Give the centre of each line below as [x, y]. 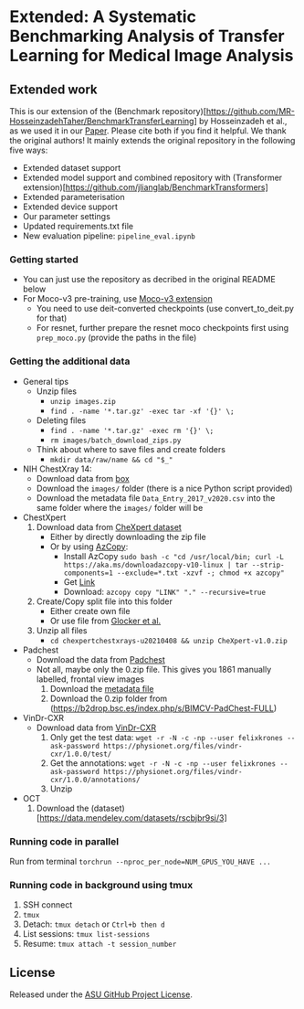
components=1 [89, 573]
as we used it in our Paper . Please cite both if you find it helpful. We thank [148, 131]
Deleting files [61, 420]
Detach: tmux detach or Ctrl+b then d [94, 924]
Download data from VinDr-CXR [96, 728]
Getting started [44, 260]
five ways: [29, 150]
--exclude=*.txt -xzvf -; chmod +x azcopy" [201, 573]
